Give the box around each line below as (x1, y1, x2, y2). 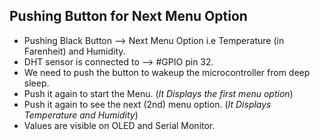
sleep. (23, 77, 50, 89)
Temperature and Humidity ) (23, 109, 139, 121)
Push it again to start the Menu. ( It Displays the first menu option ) (23, 87, 294, 99)
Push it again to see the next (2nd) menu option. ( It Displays (23, 98, 272, 110)
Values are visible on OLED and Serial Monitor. (23, 119, 216, 131)
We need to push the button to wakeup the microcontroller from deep (23, 66, 311, 78)
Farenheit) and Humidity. (23, 45, 126, 57)
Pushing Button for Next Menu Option (9, 8, 248, 25)
